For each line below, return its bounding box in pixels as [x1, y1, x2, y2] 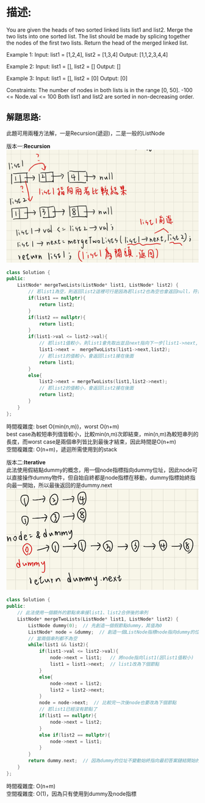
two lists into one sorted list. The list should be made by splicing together [6, 32, 190, 40]
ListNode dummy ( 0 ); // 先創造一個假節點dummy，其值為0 [28, 622, 162, 628]
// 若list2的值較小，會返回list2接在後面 [38, 385, 134, 391]
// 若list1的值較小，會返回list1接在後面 [38, 353, 134, 359]
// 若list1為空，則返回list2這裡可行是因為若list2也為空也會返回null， [28, 289, 193, 295]
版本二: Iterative [6, 458, 46, 466]
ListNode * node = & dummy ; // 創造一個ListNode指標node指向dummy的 [28, 629, 195, 635]
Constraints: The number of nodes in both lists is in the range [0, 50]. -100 [6, 86, 193, 93]
